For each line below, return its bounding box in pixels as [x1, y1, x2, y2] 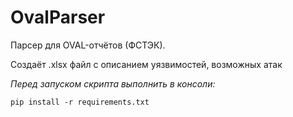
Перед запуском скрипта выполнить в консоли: [10, 77, 216, 90]
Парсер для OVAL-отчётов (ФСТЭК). [10, 39, 166, 51]
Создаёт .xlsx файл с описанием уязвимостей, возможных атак [10, 58, 283, 70]
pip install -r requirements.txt [10, 97, 150, 107]
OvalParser [10, 6, 106, 29]
